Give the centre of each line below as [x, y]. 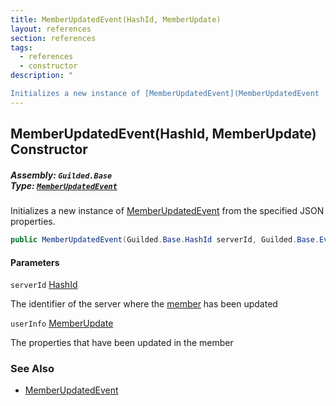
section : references [53, 38]
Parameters [35, 262]
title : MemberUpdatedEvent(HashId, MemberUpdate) [116, 19]
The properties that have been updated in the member [122, 343]
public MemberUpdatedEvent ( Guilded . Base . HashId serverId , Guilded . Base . [165, 240]
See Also [32, 369]
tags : [21, 47]
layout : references [51, 29]
